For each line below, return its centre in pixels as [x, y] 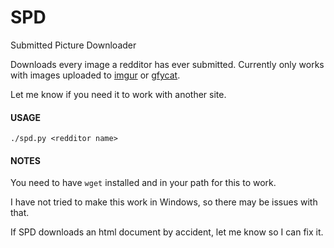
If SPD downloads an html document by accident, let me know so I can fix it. [167, 232]
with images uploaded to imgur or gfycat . [95, 75]
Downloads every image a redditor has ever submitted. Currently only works [167, 64]
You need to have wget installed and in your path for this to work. [143, 183]
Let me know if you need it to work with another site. [118, 94]
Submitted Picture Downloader [73, 45]
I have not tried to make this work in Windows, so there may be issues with [164, 202]
